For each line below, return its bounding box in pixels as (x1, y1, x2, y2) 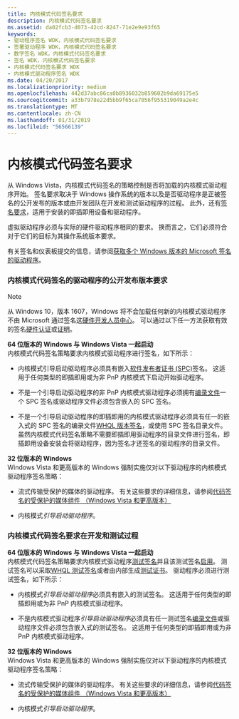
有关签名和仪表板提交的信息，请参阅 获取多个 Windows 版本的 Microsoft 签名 (7, 247, 232, 255)
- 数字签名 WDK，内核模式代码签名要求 (7, 51, 107, 58)
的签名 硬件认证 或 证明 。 (7, 325, 76, 333)
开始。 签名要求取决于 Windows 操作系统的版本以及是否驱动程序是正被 (13, 190, 221, 198)
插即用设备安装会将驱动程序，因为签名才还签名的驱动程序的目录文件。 (17, 439, 224, 447)
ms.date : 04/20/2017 (7, 76, 69, 84)
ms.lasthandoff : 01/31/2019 (7, 116, 91, 123)
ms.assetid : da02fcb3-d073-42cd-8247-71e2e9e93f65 (7, 24, 161, 31)
